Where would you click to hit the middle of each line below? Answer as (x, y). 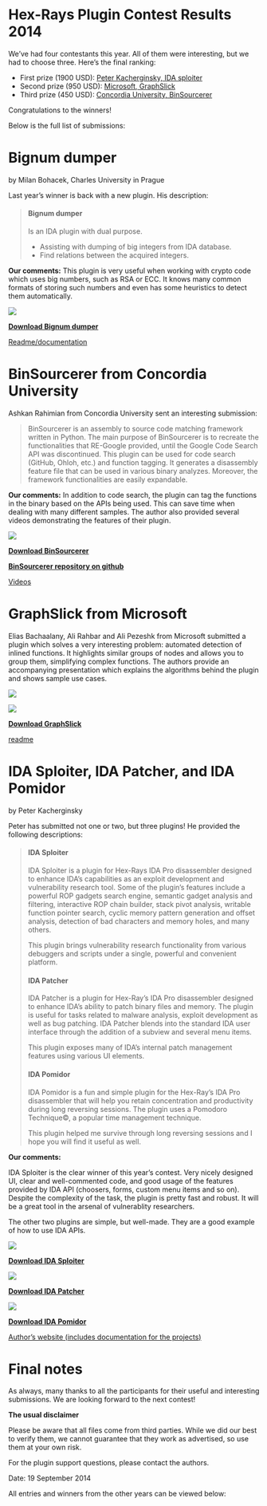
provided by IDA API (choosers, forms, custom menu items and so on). (124, 1189)
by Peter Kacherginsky (45, 810)
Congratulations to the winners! (60, 110)
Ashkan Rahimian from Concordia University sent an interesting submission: (133, 413)
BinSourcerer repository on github (66, 566)
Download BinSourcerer (49, 551)
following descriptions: (46, 834)
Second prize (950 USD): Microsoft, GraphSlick (97, 86)
